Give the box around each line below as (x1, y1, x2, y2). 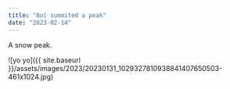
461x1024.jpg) (8, 72, 54, 81)
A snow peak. (8, 40, 52, 49)
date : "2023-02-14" (8, 19, 72, 27)
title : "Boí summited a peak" (8, 11, 107, 20)
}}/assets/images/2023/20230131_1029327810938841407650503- (8, 63, 223, 73)
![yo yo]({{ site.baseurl (8, 55, 81, 65)
